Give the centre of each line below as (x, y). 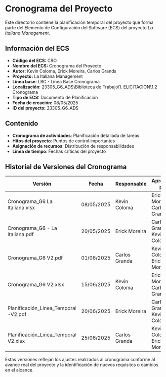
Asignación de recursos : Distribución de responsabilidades (73, 146)
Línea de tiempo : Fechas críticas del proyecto (59, 151)
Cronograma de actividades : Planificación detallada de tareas (76, 135)
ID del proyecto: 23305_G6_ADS (45, 108)
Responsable (131, 184)
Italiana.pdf (21, 235)
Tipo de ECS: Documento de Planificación (55, 97)
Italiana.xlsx (21, 208)
